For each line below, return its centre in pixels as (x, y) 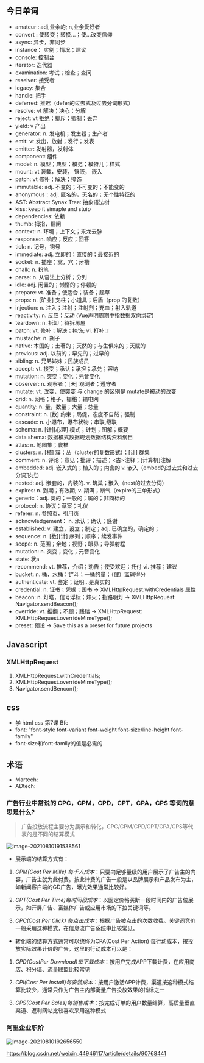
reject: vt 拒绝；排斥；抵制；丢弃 (56, 118)
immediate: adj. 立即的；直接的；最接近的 (67, 254)
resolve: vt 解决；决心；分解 (51, 110)
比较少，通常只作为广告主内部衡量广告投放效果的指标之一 (93, 990)
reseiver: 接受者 (35, 80)
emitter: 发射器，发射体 (44, 149)
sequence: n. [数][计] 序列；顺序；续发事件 (69, 536)
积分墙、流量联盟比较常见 (58, 969)
